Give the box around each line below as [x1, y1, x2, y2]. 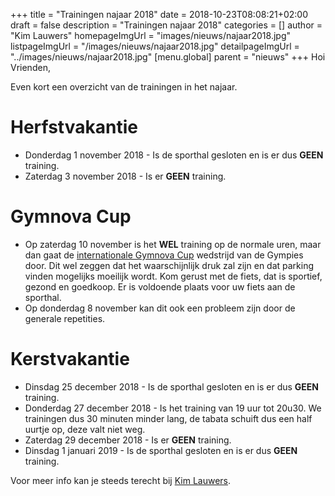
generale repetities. [24, 312, 106, 324]
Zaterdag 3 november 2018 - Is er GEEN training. [24, 170, 227, 182]
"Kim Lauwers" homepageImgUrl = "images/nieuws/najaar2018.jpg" [10, 30, 291, 41]
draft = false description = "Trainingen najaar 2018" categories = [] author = [10, 19, 323, 31]
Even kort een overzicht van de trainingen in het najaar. [10, 81, 238, 93]
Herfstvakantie [10, 116, 138, 139]
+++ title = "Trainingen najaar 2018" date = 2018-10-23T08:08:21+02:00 [10, 9, 308, 20]
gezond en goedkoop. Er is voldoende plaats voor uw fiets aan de [24, 280, 296, 293]
